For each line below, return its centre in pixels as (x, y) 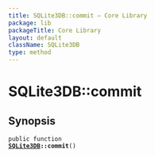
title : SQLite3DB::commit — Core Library (78, 15)
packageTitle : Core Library (55, 30)
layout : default (35, 38)
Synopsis (32, 121)
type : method (30, 52)
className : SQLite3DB (44, 45)
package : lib (30, 23)
